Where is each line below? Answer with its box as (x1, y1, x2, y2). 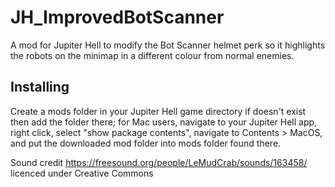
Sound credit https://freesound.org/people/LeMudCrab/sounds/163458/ (10, 156, 308, 168)
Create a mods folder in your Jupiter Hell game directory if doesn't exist (10, 105, 307, 117)
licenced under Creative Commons (10, 167, 154, 179)
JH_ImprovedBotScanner (10, 6, 225, 29)
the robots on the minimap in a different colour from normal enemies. (10, 49, 295, 61)
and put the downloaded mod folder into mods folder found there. (10, 137, 282, 149)
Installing (10, 79, 70, 96)
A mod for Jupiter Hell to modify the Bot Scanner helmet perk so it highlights (10, 39, 326, 51)
